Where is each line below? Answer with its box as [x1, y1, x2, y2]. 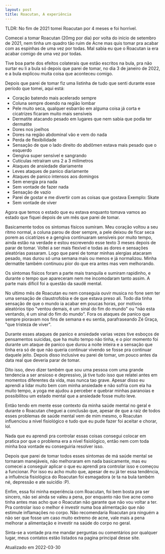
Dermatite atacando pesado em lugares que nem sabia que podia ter [12, 116, 152, 122]
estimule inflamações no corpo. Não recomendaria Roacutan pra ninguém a [5, 509, 159, 515]
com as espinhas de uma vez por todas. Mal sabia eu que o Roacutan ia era [5, 45, 159, 51]
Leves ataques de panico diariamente [12, 168, 89, 174]
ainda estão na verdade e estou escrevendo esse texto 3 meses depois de [5, 239, 156, 245]
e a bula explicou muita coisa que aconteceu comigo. [5, 70, 113, 76]
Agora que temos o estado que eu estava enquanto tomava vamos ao [5, 209, 146, 215]
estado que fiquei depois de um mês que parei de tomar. [5, 214, 120, 220]
